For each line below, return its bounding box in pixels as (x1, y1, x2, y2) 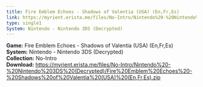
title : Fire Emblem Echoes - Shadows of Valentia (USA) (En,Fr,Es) (6, 8, 180, 15)
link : (6, 14, 20, 20)
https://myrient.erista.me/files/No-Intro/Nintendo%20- (35, 61, 171, 68)
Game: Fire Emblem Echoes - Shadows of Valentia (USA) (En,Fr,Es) (6, 42, 173, 49)
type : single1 (6, 20, 42, 26)
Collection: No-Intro (6, 55, 57, 62)
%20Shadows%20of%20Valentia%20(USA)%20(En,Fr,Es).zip (6, 74, 161, 81)
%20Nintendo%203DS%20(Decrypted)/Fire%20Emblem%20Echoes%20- (6, 67, 193, 75)
